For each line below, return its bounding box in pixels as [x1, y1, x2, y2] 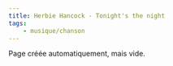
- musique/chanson [23, 27, 85, 35]
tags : [8, 19, 27, 27]
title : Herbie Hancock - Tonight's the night [8, 11, 165, 20]
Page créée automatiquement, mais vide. [8, 49, 146, 59]
